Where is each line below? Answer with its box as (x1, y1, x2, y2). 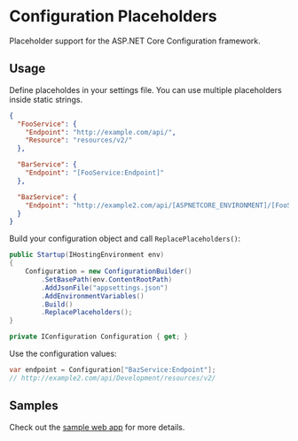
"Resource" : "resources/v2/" (25, 135, 133, 145)
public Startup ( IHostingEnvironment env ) (9, 251, 165, 259)
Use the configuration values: (9, 348, 117, 359)
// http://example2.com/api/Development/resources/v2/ (9, 374, 216, 383)
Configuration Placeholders (9, 6, 217, 27)
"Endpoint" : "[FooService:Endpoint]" (25, 168, 165, 177)
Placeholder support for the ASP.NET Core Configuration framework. (9, 35, 262, 46)
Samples (9, 398, 59, 414)
